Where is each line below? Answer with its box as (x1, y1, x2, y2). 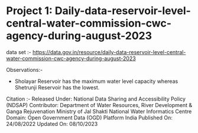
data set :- (6, 48, 31, 55)
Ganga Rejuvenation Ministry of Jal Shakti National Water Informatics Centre (6, 108, 192, 115)
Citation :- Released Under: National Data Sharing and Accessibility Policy (6, 95, 186, 102)
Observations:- (6, 66, 43, 73)
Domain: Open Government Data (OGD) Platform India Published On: (6, 114, 173, 121)
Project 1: (6, 4, 53, 18)
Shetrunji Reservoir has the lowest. (14, 84, 100, 91)
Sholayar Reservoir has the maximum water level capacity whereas (14, 78, 178, 85)
